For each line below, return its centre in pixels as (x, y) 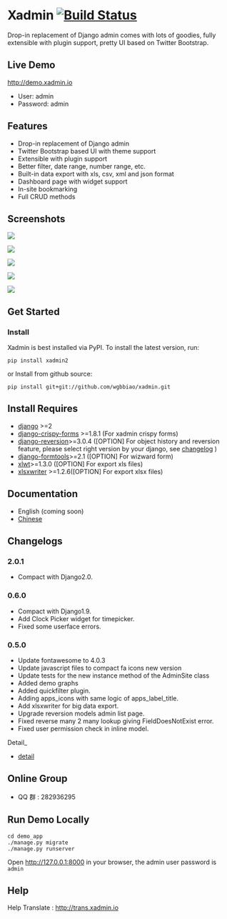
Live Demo (31, 65)
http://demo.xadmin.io (40, 82)
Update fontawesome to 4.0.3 (61, 660)
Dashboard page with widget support (72, 181)
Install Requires (43, 409)
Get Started (34, 312)
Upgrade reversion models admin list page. (81, 713)
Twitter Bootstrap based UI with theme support (87, 151)
